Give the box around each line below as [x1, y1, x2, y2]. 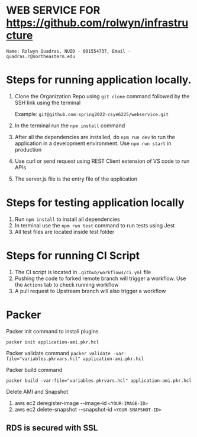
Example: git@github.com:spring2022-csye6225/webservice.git [14, 110, 169, 117]
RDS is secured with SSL [6, 423, 98, 433]
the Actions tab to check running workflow [14, 281, 119, 288]
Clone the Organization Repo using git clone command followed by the [14, 92, 190, 99]
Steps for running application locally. [6, 73, 192, 86]
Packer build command [6, 366, 63, 373]
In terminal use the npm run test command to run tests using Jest [14, 221, 175, 229]
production [14, 146, 42, 153]
